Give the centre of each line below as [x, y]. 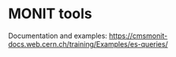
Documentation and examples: [58, 36]
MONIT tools [50, 14]
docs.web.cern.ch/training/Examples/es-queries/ [88, 44]
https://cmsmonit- [139, 36]
